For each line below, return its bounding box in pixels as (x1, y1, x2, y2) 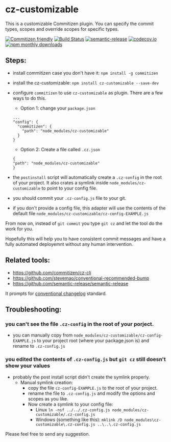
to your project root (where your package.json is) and (37, 338, 150, 344)
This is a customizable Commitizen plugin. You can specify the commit (5, 20, 154, 27)
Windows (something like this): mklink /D (35, 416, 123, 423)
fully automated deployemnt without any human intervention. (5, 241, 133, 247)
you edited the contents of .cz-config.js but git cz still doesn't (5, 356, 166, 363)
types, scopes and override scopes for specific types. (5, 26, 119, 32)
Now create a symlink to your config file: (28, 401, 113, 407)
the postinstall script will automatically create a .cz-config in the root (12, 174, 162, 180)
